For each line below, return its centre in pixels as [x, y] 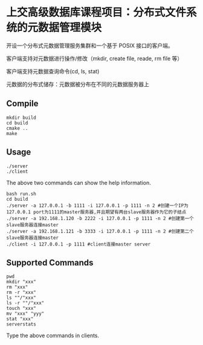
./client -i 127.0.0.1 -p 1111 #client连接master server [79, 244]
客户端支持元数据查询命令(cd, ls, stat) [53, 71]
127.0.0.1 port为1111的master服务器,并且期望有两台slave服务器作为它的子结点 [96, 212]
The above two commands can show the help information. [79, 183]
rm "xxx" [17, 287]
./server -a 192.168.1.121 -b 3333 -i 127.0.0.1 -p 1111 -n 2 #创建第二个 [100, 231]
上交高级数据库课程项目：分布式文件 [96, 12]
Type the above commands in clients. [53, 336]
